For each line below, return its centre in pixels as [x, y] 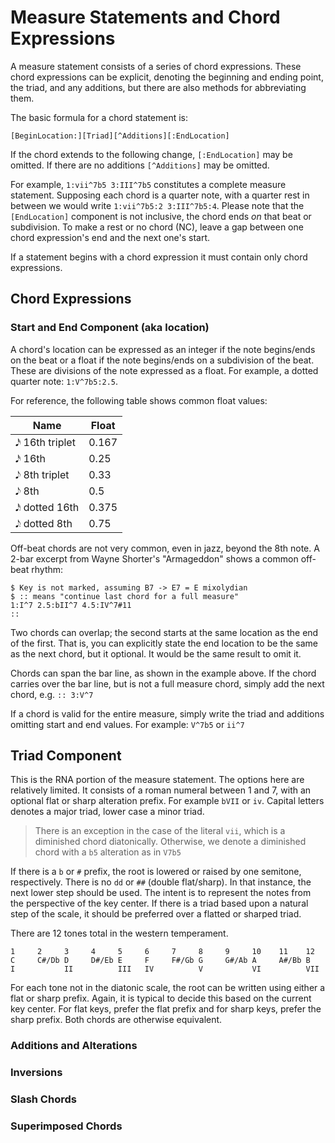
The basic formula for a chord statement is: [99, 117]
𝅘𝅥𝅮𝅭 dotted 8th [44, 523]
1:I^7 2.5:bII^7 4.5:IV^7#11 [71, 605]
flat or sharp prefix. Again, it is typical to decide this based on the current [161, 998]
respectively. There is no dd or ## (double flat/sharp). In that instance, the [161, 882]
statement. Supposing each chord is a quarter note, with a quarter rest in [160, 195]
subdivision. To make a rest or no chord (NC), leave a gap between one [157, 227]
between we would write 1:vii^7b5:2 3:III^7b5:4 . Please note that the [157, 205]
